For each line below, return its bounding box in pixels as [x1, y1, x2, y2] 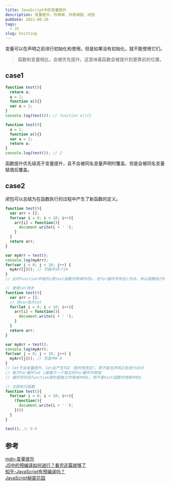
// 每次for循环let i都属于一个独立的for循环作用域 [5, 370, 101, 375]
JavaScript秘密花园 [5, 475, 46, 481]
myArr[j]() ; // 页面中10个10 [10, 267, 68, 272]
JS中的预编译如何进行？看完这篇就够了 [5, 462, 86, 468]
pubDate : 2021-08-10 [5, 17, 49, 22]
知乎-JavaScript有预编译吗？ [5, 469, 65, 475]
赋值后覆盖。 [5, 167, 32, 173]
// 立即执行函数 [5, 384, 35, 389]
